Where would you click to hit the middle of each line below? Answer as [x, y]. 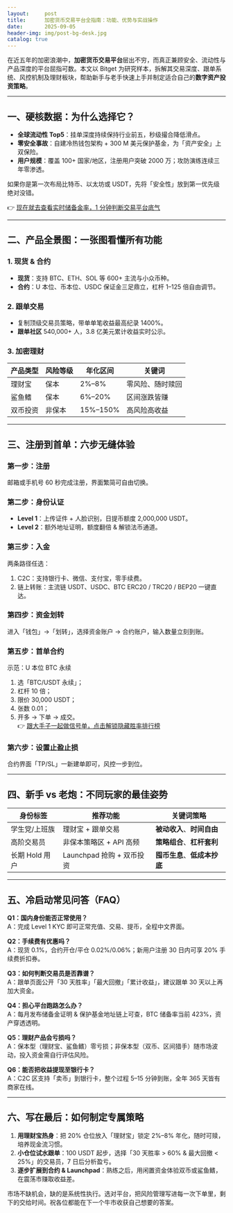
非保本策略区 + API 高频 [101, 842]
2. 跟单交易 [26, 306]
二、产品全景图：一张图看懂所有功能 [85, 240]
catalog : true [28, 40]
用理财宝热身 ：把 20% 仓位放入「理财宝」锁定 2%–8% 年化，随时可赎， [121, 1135]
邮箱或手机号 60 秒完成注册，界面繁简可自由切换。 [80, 482]
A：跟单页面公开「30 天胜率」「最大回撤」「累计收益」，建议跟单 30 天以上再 [115, 982]
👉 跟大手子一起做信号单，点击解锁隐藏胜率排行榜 [89, 726]
